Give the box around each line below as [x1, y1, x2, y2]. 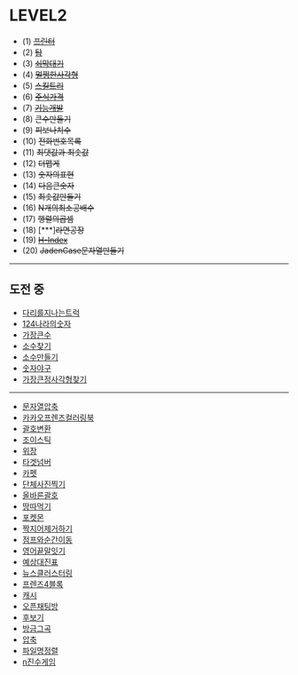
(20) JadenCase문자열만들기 [21, 245, 125, 256]
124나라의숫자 [21, 318, 72, 329]
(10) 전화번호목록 [21, 135, 82, 147]
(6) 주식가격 [21, 91, 65, 102]
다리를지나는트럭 [21, 307, 80, 318]
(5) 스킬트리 [21, 80, 64, 91]
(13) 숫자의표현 [21, 169, 74, 179]
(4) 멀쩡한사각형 [21, 68, 79, 80]
